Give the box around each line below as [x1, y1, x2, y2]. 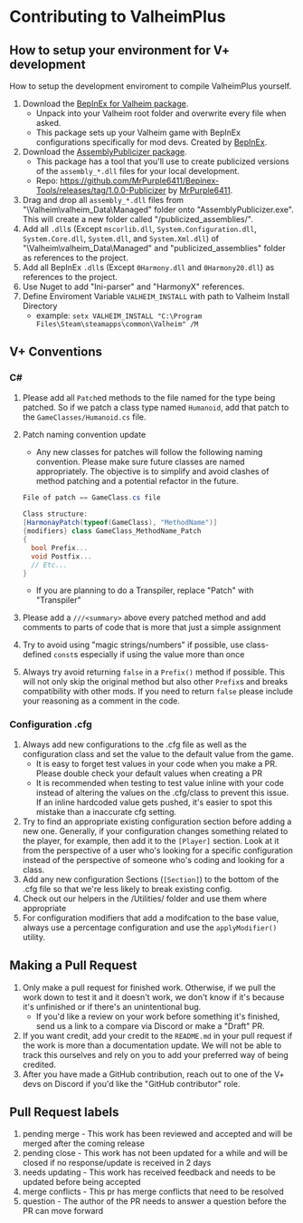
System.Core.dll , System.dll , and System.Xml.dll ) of [22, 233, 220, 244]
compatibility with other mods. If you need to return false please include [22, 686, 294, 697]
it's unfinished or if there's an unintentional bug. [22, 1001, 202, 1012]
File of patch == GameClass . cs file [22, 492, 161, 502]
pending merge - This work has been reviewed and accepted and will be [22, 1129, 293, 1140]
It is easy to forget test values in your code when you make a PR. [35, 758, 278, 769]
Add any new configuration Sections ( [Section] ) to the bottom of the [22, 873, 279, 885]
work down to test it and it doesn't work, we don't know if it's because [22, 991, 285, 1003]
